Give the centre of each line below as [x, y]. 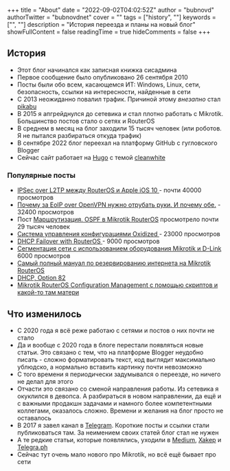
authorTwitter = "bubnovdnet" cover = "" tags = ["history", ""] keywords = [112, 17]
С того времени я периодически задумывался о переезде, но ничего [119, 374]
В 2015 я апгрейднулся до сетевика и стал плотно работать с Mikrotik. [120, 113]
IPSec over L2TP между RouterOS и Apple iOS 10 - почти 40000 [109, 190]
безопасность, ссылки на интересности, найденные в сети [104, 91]
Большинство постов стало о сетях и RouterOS [86, 121]
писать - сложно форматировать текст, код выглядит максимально [116, 359]
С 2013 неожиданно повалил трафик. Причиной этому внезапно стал [119, 99]
